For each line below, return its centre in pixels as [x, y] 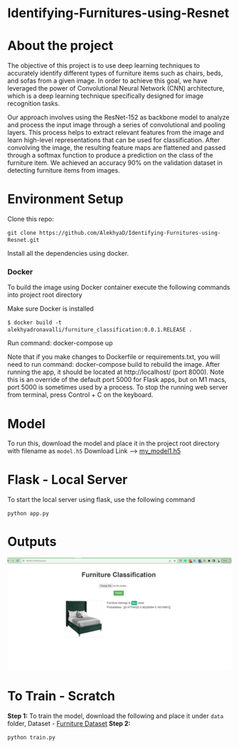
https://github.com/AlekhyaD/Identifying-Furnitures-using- [130, 233]
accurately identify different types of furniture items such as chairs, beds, [115, 74]
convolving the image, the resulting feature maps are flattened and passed [117, 148]
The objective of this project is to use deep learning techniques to [104, 66]
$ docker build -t [34, 323]
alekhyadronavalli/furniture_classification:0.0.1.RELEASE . [100, 330]
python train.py [31, 738]
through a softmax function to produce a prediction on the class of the [110, 156]
